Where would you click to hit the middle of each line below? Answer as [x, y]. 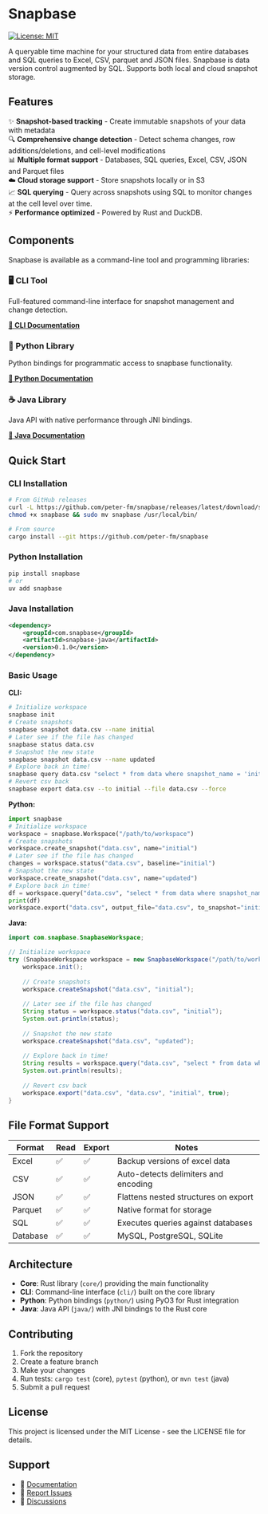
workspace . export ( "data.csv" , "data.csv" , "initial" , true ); [126, 1093]
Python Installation [46, 557]
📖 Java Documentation [47, 436]
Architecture [41, 1264]
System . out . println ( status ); [71, 1019]
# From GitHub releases [48, 500]
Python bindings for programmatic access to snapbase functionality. [121, 363]
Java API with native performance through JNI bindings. [100, 420]
